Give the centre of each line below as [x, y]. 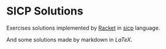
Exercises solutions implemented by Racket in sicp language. [83, 28]
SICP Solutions [45, 11]
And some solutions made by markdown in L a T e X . [70, 39]
